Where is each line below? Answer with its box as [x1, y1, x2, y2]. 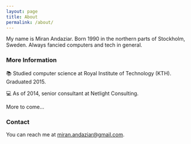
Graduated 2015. [6, 78, 46, 85]
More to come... [6, 103, 45, 110]
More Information [6, 56, 57, 64]
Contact [6, 118, 30, 126]
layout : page [6, 8, 38, 15]
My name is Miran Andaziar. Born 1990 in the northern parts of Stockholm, [6, 36, 186, 43]
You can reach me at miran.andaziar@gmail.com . [6, 131, 125, 138]
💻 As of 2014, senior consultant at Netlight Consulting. [6, 90, 139, 97]
